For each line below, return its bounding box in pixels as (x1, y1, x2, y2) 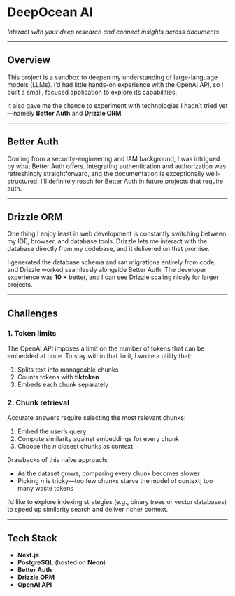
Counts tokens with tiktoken (17, 373, 99, 381)
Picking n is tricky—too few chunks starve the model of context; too (17, 477, 213, 485)
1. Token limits (7, 328, 57, 338)
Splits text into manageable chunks (17, 365, 119, 374)
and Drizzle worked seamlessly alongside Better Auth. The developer (7, 266, 206, 274)
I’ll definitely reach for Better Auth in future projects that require (41, 177, 224, 185)
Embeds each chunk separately (17, 380, 109, 389)
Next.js (17, 551, 40, 560)
